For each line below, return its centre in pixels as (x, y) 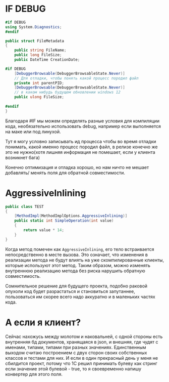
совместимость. (23, 276)
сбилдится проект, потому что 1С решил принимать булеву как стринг (81, 363)
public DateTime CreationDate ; (47, 60)
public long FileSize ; (38, 55)
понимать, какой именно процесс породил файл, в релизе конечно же (81, 147)
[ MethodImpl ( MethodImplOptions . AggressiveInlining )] (71, 216)
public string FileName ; (40, 50)
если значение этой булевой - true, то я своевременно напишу (73, 369)
